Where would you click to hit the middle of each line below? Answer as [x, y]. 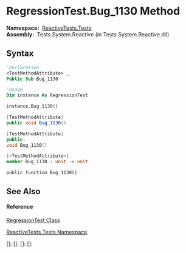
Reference [20, 207]
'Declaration [23, 67]
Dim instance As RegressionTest [47, 95]
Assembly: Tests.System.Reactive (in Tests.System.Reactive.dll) [88, 34]
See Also [23, 191]
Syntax [20, 54]
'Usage [15, 90]
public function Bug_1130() [42, 173]
